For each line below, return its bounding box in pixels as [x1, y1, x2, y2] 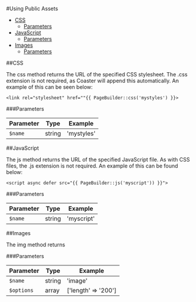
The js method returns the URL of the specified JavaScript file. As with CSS [6, 156, 191, 163]
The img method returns [6, 241, 65, 248]
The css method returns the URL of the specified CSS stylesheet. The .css [6, 71, 188, 78]
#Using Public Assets [6, 5, 58, 12]
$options [9, 287, 34, 294]
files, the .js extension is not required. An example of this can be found [6, 162, 179, 169]
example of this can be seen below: [6, 83, 93, 91]
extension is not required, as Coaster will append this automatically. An [6, 77, 179, 84]
